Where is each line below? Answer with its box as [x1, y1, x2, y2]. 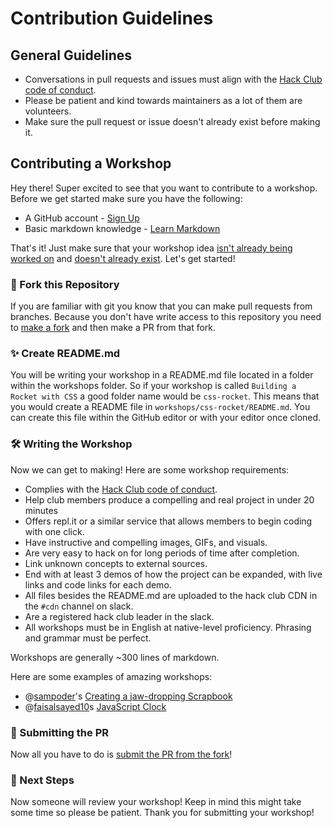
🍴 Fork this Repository [10, 277, 120, 291]
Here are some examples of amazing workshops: [10, 670, 213, 682]
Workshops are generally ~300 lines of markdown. [10, 651, 220, 663]
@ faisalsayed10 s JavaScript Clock [24, 700, 167, 712]
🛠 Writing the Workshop [10, 437, 133, 451]
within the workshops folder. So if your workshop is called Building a [10, 380, 297, 392]
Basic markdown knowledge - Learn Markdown [24, 222, 221, 234]
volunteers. [24, 105, 72, 117]
